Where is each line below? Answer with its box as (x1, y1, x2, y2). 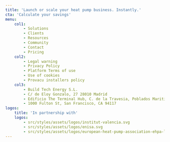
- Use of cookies (23, 73, 60, 78)
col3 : (14, 82, 26, 87)
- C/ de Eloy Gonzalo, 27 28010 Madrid (23, 92, 108, 97)
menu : (5, 17, 17, 22)
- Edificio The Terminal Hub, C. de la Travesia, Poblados (23, 96, 151, 101)
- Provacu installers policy (23, 78, 85, 83)
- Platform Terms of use (23, 68, 76, 74)
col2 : (14, 54, 26, 59)
